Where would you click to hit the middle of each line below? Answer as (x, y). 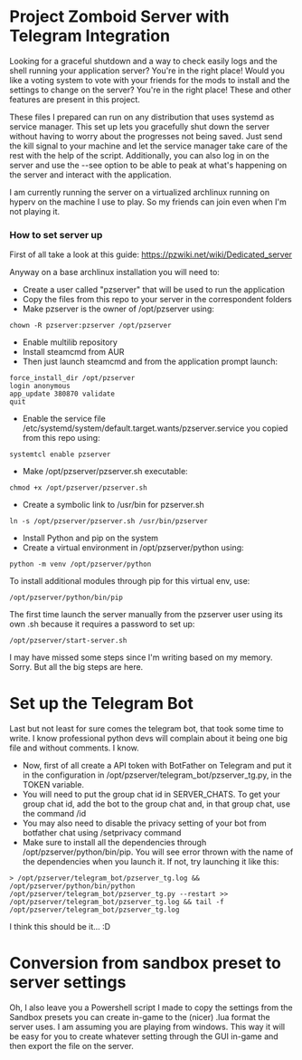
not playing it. (35, 211)
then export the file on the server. (71, 1046)
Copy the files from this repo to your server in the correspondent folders (157, 300)
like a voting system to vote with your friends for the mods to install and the (150, 80)
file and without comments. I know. (75, 748)
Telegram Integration (90, 36)
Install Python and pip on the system (90, 538)
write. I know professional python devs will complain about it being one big (148, 739)
